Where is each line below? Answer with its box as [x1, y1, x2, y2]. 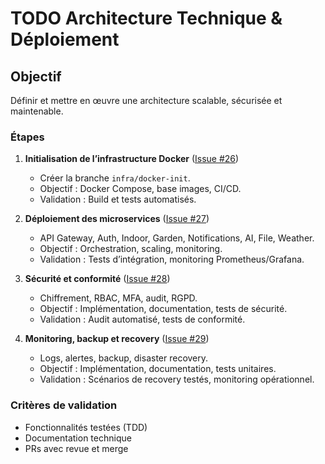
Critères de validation [10, 398, 118, 412]
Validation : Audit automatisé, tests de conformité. [39, 313, 246, 326]
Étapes [10, 130, 45, 144]
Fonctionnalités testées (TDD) [24, 421, 148, 433]
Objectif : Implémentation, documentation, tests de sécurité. [39, 303, 288, 315]
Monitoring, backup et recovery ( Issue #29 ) [24, 333, 210, 345]
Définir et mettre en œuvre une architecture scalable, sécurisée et [10, 95, 283, 106]
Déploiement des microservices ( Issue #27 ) [24, 213, 210, 225]
